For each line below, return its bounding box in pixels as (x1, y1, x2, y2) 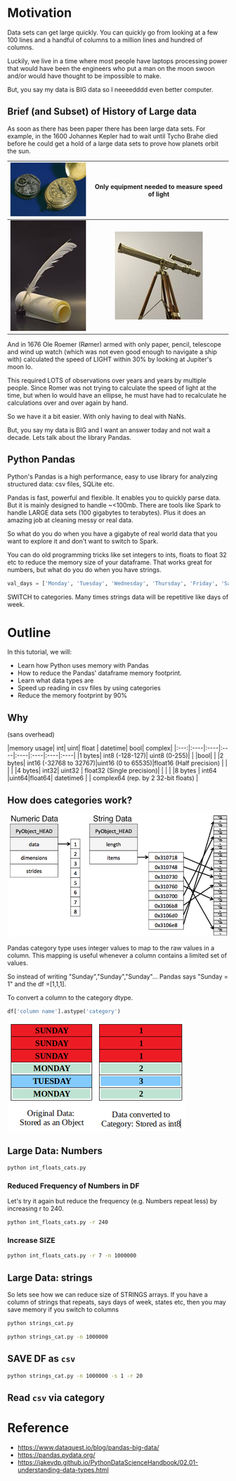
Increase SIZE (7, 1235, 55, 1245)
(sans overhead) (7, 730, 55, 739)
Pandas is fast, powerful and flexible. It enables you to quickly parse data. (7, 493, 221, 502)
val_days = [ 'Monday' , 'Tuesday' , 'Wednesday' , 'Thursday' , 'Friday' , (7, 580, 218, 587)
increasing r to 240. (7, 1204, 65, 1213)
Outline (7, 624, 51, 640)
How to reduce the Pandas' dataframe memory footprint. (17, 669, 183, 678)
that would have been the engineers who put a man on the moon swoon (7, 64, 216, 72)
